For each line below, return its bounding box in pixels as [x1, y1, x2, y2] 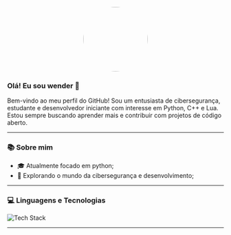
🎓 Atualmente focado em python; [16, 161, 114, 170]
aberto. [7, 119, 27, 127]
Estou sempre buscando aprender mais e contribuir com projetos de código [7, 111, 222, 120]
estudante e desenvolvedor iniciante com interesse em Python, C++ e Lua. [7, 104, 219, 112]
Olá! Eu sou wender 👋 [7, 81, 80, 90]
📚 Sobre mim [7, 143, 54, 152]
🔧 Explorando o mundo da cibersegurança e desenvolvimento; [16, 171, 195, 179]
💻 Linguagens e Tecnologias [7, 195, 106, 205]
